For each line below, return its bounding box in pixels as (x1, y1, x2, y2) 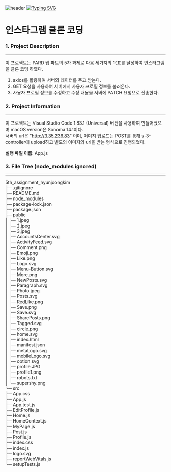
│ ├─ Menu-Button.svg (5, 266, 53, 272)
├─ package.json (5, 207, 42, 213)
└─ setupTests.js (5, 461, 41, 467)
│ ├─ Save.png (5, 304, 37, 310)
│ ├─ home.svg (5, 331, 38, 337)
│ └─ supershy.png (5, 380, 46, 386)
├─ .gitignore (5, 185, 33, 191)
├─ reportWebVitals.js (5, 456, 52, 462)
